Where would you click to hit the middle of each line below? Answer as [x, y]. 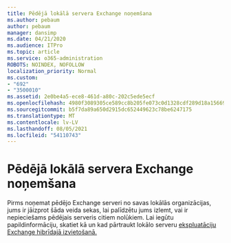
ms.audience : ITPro [35, 45]
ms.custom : [23, 77]
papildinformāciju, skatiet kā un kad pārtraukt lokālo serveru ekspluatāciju [112, 225]
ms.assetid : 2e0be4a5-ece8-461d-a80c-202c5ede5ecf [81, 97]
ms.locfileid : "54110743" [44, 135]
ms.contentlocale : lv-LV [43, 122]
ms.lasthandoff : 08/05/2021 [47, 129]
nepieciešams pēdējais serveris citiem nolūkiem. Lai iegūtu [90, 218]
